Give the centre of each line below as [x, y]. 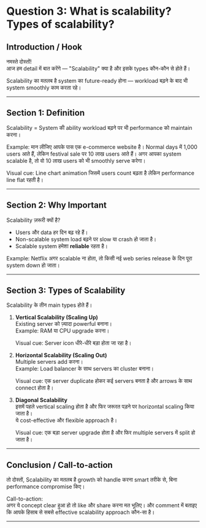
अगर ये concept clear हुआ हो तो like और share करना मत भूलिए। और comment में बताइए [102, 505]
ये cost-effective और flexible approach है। [66, 420]
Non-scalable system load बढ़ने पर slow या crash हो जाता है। [86, 239]
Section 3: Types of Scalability [66, 291]
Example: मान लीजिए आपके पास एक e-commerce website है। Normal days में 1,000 [102, 147]
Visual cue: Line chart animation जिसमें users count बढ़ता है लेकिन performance [101, 173]
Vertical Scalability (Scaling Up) [56, 317]
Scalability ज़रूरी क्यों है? [33, 220]
